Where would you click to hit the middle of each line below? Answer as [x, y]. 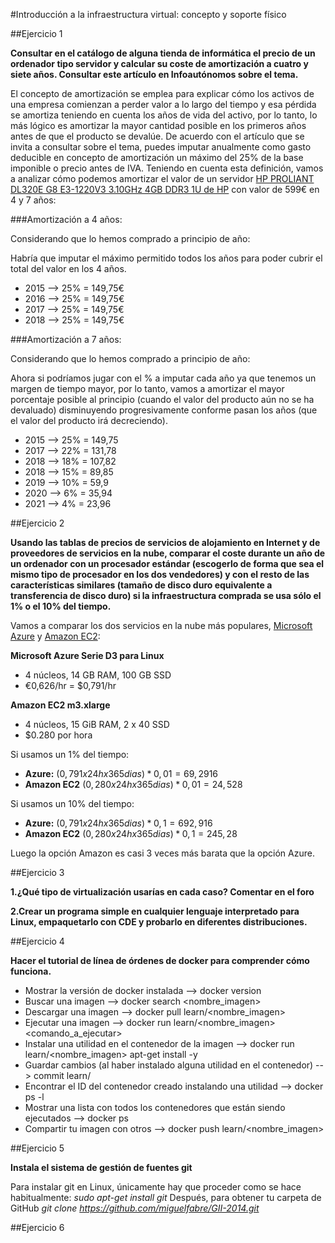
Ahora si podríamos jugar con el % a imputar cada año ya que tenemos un [163, 378]
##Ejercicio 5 [37, 1148]
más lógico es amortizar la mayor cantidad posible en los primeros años [158, 125]
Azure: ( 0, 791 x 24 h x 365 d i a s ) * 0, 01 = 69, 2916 [121, 773]
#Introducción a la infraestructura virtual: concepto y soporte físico [148, 14]
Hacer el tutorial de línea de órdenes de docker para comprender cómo [160, 960]
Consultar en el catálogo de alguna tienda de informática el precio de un [163, 53]
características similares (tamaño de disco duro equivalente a [141, 585]
